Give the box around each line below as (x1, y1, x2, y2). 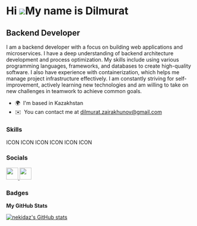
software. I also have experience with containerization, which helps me (6, 69, 180, 75)
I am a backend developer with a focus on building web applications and (6, 43, 183, 50)
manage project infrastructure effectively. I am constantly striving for (6, 75, 174, 82)
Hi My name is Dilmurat (6, 4, 129, 18)
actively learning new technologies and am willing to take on (41, 81, 189, 88)
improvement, (6, 81, 40, 88)
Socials (6, 154, 28, 162)
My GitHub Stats (6, 202, 48, 209)
